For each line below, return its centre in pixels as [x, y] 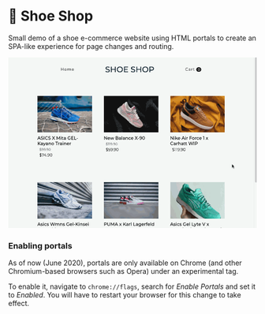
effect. [19, 304]
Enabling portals [40, 246]
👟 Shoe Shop [50, 16]
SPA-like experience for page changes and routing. [91, 46]
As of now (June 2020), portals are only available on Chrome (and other [125, 263]
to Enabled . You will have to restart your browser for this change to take [125, 295]
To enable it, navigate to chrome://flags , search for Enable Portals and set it [132, 286]
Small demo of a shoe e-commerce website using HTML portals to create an [132, 38]
